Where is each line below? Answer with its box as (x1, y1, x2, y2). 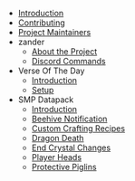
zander (17, 36, 45, 47)
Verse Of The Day (17, 65, 85, 76)
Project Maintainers (17, 27, 92, 37)
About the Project (31, 46, 98, 57)
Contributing (17, 17, 65, 28)
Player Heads (31, 152, 82, 162)
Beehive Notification (31, 113, 108, 124)
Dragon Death (31, 133, 84, 143)
